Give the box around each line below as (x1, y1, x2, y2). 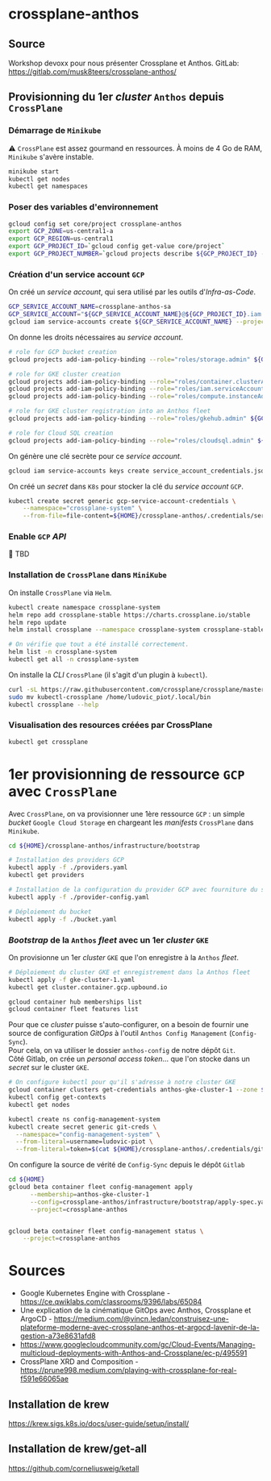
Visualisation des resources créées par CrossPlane (8, 719, 213, 730)
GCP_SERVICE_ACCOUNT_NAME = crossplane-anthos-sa (8, 303, 172, 311)
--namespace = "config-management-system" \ (15, 1130, 161, 1138)
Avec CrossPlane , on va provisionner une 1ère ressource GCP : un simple (8, 809, 245, 818)
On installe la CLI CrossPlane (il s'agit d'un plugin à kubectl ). (8, 670, 208, 680)
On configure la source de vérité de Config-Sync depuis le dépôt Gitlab (8, 1160, 245, 1170)
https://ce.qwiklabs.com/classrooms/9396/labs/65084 (19, 1297, 202, 1307)
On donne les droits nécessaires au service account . (8, 332, 184, 342)
